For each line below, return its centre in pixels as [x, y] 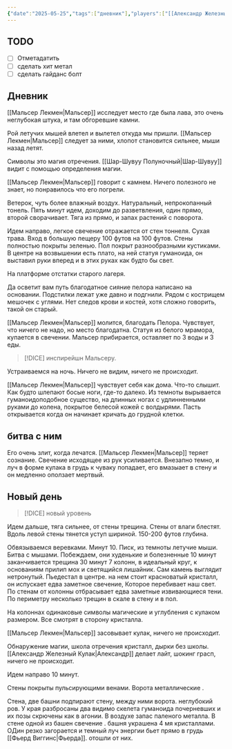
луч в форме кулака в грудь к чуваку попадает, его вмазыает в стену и [112, 468]
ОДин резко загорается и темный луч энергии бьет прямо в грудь [105, 731]
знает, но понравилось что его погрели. [66, 189]
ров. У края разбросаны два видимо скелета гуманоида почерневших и [114, 709]
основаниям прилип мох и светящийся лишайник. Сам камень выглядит [115, 570]
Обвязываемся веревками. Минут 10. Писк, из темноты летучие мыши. [113, 548]
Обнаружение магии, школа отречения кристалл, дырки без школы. [108, 647]
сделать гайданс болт [49, 74]
